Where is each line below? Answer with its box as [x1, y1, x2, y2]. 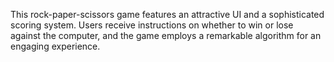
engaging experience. [10, 40, 101, 52]
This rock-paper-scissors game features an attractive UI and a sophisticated [10, 9, 325, 20]
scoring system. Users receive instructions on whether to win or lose [10, 19, 294, 31]
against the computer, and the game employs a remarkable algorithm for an [10, 30, 322, 41]
